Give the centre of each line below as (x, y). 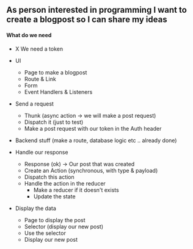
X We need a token (39, 49)
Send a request (34, 104)
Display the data (36, 208)
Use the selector (45, 233)
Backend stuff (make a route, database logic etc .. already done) (96, 140)
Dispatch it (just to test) (54, 122)
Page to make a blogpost (56, 72)
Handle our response (42, 152)
